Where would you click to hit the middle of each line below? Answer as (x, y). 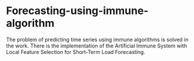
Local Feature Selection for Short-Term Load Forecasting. (76, 52)
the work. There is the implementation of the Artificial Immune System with (96, 46)
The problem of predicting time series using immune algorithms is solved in (97, 39)
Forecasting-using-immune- (77, 11)
